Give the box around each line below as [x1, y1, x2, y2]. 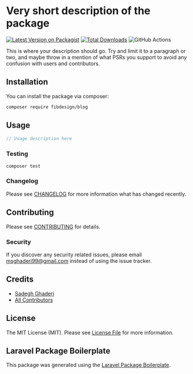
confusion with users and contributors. [6, 60, 100, 67]
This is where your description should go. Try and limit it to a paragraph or [6, 47, 187, 54]
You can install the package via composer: [6, 92, 109, 99]
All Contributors [14, 296, 53, 303]
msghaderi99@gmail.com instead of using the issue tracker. [6, 257, 152, 264]
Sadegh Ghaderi [14, 290, 55, 297]
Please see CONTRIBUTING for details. [6, 223, 101, 230]
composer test [6, 163, 41, 169]
